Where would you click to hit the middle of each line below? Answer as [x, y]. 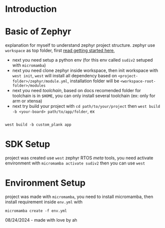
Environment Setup [45, 183]
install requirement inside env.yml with [44, 202]
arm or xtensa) [27, 101]
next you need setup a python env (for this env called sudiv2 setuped [82, 60]
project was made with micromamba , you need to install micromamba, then [79, 196]
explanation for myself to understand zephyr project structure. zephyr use [80, 45]
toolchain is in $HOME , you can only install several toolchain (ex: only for [84, 96]
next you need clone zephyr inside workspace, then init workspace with [85, 70]
